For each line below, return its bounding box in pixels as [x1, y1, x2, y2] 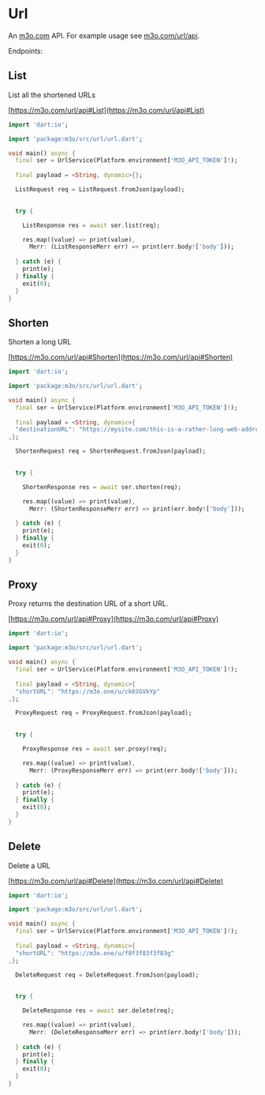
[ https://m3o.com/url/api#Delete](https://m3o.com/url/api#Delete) [8, 876, 223, 886]
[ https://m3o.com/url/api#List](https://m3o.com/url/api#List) [8, 105, 205, 115]
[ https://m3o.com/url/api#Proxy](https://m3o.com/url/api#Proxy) [8, 614, 219, 624]
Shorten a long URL [8, 337, 72, 347]
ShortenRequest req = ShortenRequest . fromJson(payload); [15, 447, 207, 455]
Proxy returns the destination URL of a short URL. [8, 599, 169, 608]
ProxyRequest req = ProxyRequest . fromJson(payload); [15, 709, 192, 717]
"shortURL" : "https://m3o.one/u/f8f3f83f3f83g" [15, 949, 175, 957]
